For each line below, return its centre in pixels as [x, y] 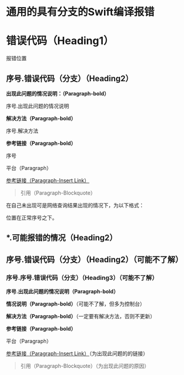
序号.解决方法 [22, 131]
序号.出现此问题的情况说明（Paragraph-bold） [62, 291]
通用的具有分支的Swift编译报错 [80, 12]
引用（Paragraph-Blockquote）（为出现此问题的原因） [85, 366]
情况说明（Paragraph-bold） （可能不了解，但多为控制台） [76, 304]
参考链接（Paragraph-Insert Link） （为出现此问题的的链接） [77, 353]
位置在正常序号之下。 [32, 217]
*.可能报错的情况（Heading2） [62, 238]
